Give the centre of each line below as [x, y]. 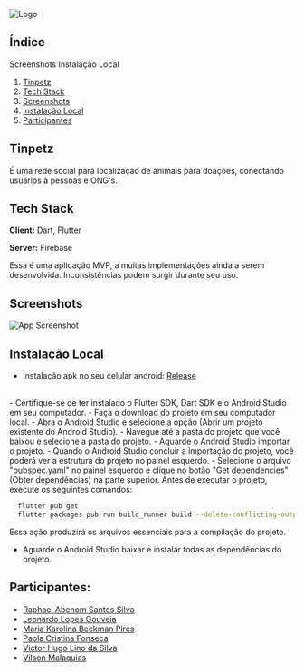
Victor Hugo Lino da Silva [70, 648]
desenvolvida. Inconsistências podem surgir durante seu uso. [124, 275]
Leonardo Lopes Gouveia [69, 619]
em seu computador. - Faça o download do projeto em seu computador [142, 413]
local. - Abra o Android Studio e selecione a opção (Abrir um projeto [136, 422]
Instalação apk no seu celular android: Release [109, 376]
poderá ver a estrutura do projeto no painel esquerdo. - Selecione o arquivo [150, 461]
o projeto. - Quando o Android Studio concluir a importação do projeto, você [152, 451]
